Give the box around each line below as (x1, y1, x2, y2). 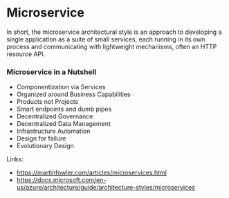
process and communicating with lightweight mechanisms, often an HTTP (6, 42, 217, 51)
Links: (6, 155, 24, 163)
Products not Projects (16, 98, 79, 106)
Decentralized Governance (16, 112, 93, 120)
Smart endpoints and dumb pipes (16, 105, 112, 114)
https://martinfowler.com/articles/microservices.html (16, 168, 167, 177)
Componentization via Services (16, 83, 106, 91)
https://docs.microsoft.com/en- (16, 176, 107, 184)
